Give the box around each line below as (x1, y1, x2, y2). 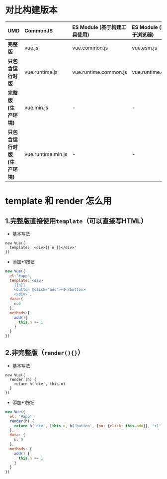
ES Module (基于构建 (72, 23, 122, 30)
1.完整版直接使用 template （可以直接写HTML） (5, 217, 148, 225)
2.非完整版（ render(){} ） (5, 349, 84, 357)
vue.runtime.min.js (24, 150, 68, 157)
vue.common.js (72, 44, 108, 51)
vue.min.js (24, 104, 49, 111)
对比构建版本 (5, 4, 58, 16)
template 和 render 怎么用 (5, 195, 112, 207)
